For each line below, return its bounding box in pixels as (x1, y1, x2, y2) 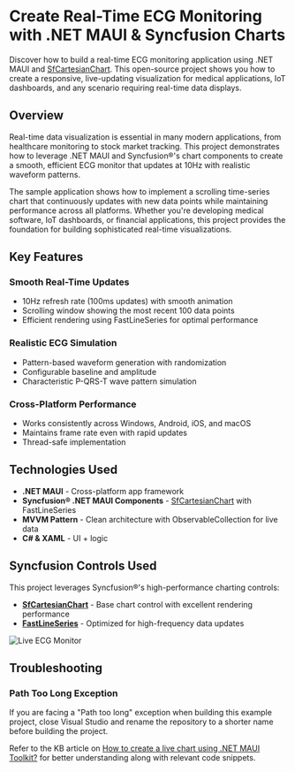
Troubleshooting (9, 661, 103, 676)
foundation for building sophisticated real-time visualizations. (9, 224, 232, 234)
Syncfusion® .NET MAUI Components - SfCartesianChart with (21, 495, 252, 506)
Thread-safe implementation (21, 437, 126, 447)
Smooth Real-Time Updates (9, 276, 130, 288)
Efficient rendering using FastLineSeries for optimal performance (21, 315, 259, 325)
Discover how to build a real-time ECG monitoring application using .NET (9, 54, 274, 65)
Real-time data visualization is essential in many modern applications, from (9, 131, 282, 142)
